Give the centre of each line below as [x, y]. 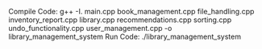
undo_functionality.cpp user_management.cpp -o [90, 28]
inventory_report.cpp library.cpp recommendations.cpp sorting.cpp [120, 20]
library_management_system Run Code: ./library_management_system [125, 36]
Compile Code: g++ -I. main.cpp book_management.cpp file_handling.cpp [131, 11]
